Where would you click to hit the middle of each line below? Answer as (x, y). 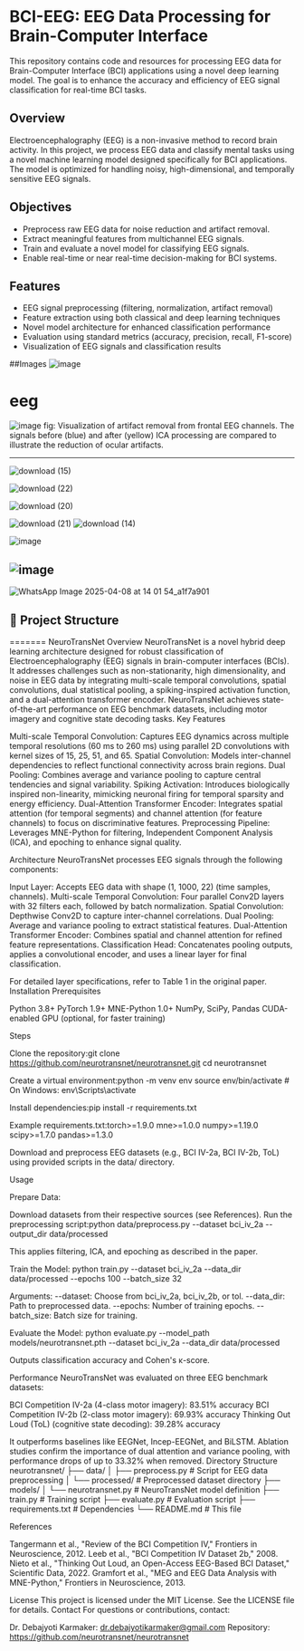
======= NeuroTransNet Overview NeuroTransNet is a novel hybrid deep (147, 641)
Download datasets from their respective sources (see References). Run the (151, 1214)
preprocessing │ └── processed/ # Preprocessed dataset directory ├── (145, 1480)
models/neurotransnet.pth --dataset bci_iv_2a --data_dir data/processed (145, 1342)
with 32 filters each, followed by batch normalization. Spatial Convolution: (147, 906)
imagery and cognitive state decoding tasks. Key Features (118, 718)
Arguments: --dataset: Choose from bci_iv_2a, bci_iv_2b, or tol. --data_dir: (147, 1296)
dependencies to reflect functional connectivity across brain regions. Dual (147, 765)
